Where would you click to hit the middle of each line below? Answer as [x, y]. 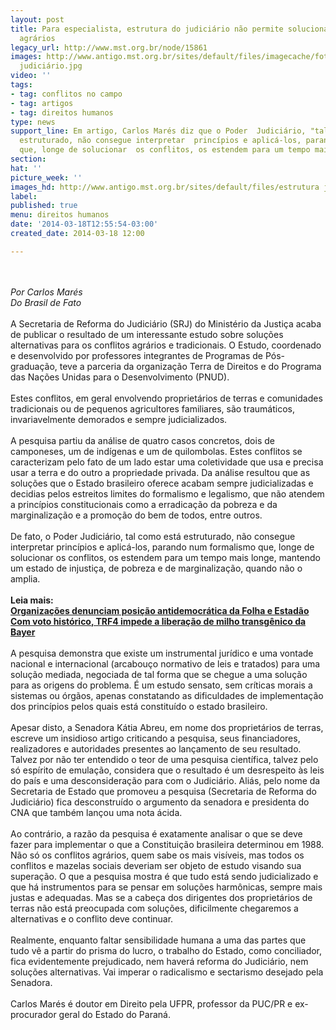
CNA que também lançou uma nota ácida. [96, 812]
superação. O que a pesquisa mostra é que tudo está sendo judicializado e [164, 876]
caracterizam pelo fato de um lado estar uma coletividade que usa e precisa [167, 462]
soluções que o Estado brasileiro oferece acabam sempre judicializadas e [162, 483]
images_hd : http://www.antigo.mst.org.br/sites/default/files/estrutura [165, 187]
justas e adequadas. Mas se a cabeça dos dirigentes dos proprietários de [161, 897]
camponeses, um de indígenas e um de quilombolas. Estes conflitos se [156, 451]
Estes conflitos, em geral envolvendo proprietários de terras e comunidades [166, 398]
